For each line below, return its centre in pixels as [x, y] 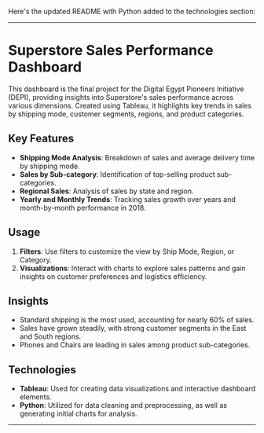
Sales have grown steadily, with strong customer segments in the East [133, 328]
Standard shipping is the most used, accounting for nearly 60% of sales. [137, 320]
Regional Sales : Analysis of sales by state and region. [106, 191]
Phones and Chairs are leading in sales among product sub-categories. [135, 345]
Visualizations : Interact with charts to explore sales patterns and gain [132, 268]
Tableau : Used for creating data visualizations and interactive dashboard [137, 389]
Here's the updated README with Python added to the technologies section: [132, 11]
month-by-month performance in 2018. [83, 207]
